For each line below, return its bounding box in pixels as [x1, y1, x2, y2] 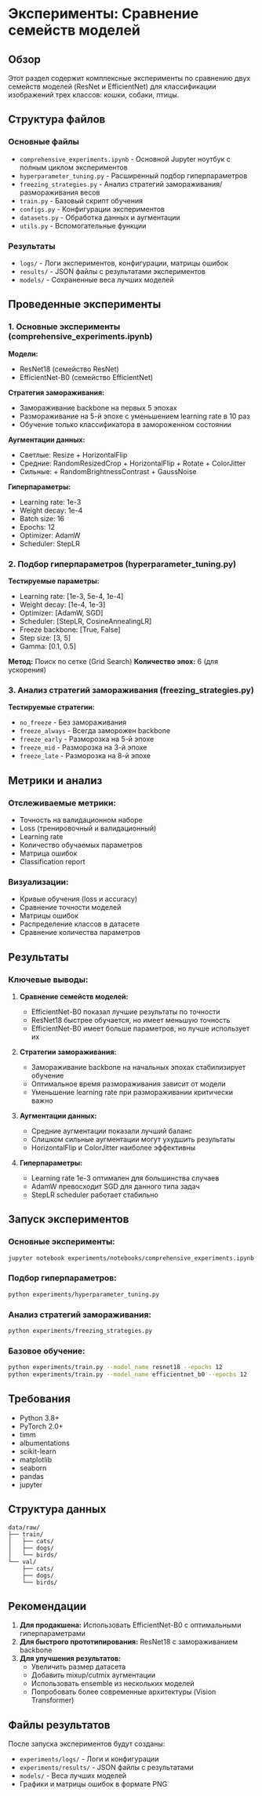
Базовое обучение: [8, 1345, 86, 1356]
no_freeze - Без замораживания [19, 717, 127, 727]
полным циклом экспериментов [19, 162, 128, 172]
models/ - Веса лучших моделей [19, 1771, 127, 1780]
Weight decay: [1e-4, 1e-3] [19, 600, 106, 609]
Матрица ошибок [19, 849, 78, 858]
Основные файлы [8, 137, 80, 148]
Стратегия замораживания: [8, 388, 105, 397]
